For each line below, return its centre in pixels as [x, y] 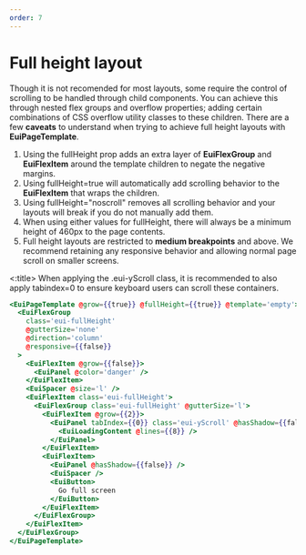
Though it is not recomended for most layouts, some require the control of [148, 88]
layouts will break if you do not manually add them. [118, 212]
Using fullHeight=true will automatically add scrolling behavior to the [151, 183]
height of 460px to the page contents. [94, 231]
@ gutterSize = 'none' [63, 330]
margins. [39, 173]
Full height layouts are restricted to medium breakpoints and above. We [158, 241]
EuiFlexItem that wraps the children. [91, 193]
